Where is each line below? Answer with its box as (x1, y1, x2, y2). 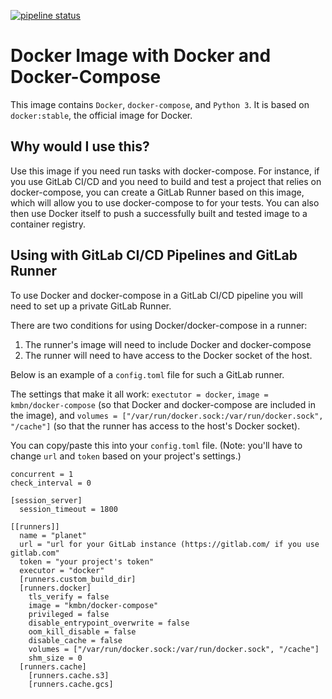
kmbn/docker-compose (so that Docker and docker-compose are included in (10, 398, 316, 410)
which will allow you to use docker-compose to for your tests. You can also (10, 196, 320, 209)
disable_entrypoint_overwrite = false (28, 618, 190, 628)
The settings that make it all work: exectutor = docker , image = (10, 388, 269, 400)
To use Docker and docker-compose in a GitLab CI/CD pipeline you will (10, 289, 303, 301)
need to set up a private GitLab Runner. (10, 300, 172, 312)
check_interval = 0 (10, 478, 92, 488)
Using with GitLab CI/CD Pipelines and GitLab (10, 247, 298, 264)
